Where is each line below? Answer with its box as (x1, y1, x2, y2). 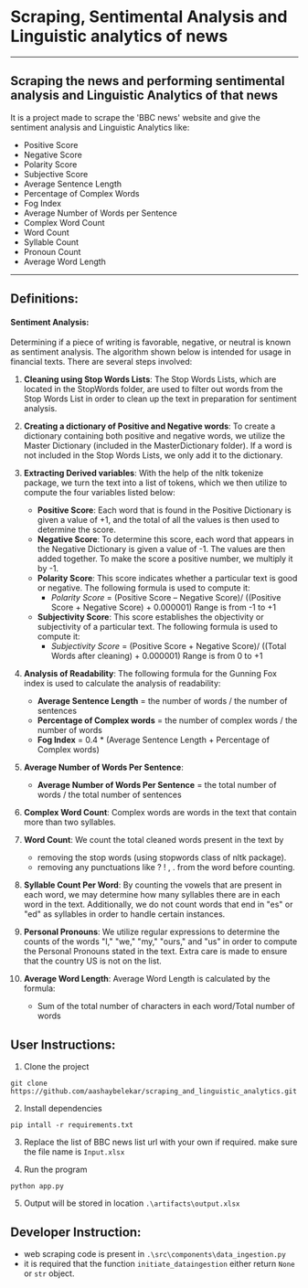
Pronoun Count (23, 246, 81, 257)
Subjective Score (23, 168, 89, 179)
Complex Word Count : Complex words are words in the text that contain (23, 807, 297, 818)
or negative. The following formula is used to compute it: (37, 582, 250, 593)
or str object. (23, 1268, 75, 1279)
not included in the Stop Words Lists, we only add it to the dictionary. (23, 450, 283, 461)
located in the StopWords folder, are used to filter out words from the (23, 384, 283, 395)
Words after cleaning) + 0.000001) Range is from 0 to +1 (50, 651, 263, 662)
